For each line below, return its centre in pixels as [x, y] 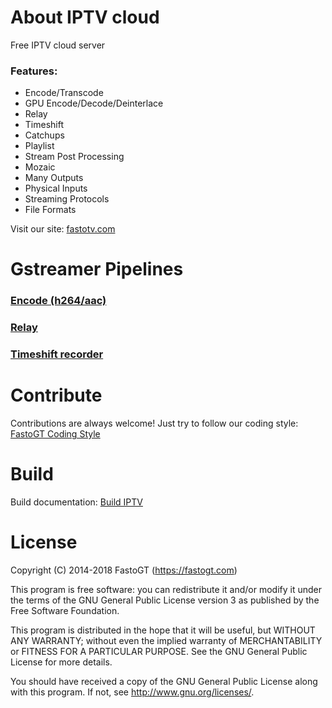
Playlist [39, 146]
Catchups [44, 135]
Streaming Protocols [67, 199]
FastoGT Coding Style [55, 434]
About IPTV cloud [85, 17]
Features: [34, 71]
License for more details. [61, 662]
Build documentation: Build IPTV [76, 502]
